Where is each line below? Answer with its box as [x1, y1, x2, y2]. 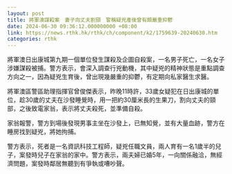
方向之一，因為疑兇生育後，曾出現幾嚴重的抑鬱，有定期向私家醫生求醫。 [7, 73, 213, 81]
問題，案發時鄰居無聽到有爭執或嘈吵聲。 [12, 160, 128, 168]
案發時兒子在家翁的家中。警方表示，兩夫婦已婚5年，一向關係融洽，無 [19, 151, 217, 159]
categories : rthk [7, 36, 57, 43]
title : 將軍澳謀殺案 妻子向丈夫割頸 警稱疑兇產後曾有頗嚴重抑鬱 [7, 17, 173, 23]
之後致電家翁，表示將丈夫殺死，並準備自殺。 [19, 105, 146, 113]
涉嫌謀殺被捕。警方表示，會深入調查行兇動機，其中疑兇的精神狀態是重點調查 [7, 64, 225, 72]
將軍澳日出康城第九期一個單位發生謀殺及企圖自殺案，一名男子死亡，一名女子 [7, 56, 225, 64]
